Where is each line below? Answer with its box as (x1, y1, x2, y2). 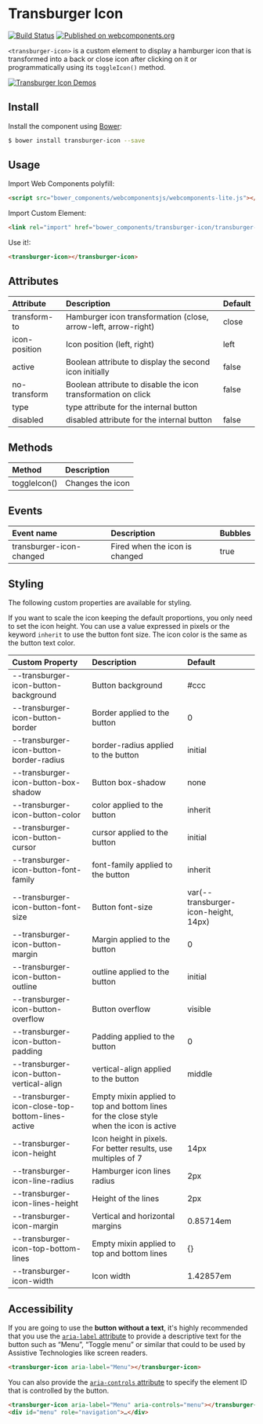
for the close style (92, 1111, 158, 1122)
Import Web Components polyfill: (8, 179, 115, 188)
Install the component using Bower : (8, 121, 123, 130)
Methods (8, 441, 53, 455)
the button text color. (8, 638, 76, 648)
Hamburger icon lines (92, 1166, 171, 1177)
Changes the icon (65, 477, 131, 488)
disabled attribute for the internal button (65, 414, 213, 425)
